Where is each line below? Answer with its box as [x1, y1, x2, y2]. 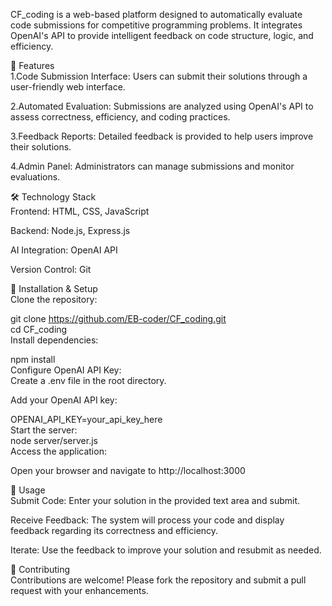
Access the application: [10, 445, 107, 457]
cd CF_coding [10, 324, 68, 335]
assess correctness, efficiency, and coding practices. [10, 111, 231, 123]
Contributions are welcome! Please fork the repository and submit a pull [10, 574, 307, 586]
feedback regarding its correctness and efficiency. [10, 525, 219, 536]
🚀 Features [10, 60, 55, 71]
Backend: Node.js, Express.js [10, 225, 131, 236]
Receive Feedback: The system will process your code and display [10, 514, 285, 526]
